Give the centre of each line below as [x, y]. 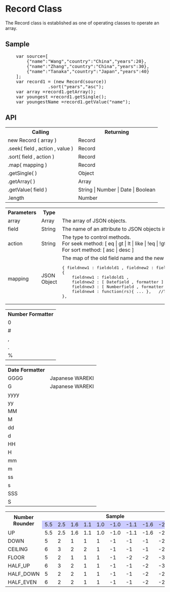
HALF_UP [19, 566]
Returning [117, 132]
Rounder [24, 524]
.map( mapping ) [27, 165]
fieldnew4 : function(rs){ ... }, [112, 291]
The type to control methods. [96, 237]
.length [16, 198]
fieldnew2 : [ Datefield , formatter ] [118, 282]
